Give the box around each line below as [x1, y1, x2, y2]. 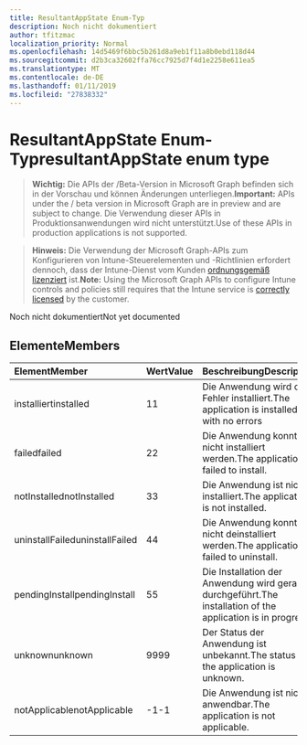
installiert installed [14, 398, 90, 410]
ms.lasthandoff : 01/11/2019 [9, 81, 117, 90]
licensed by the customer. [31, 293, 130, 304]
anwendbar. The [202, 698, 270, 711]
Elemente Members [9, 337, 121, 353]
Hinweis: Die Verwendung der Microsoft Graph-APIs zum [31, 245, 249, 256]
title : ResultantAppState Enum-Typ [9, 13, 145, 23]
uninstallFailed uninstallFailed [14, 534, 138, 547]
